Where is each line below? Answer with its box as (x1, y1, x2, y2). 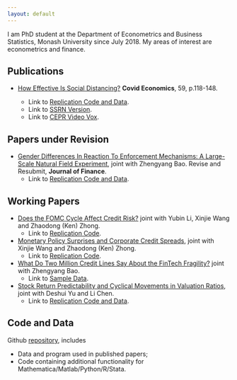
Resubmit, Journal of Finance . (17, 167, 108, 175)
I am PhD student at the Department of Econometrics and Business (7, 30, 203, 38)
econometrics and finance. (7, 45, 86, 53)
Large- (204, 152, 225, 161)
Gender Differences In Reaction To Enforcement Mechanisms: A (17, 152, 204, 161)
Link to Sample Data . (28, 274, 89, 283)
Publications (7, 65, 64, 78)
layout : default (7, 10, 55, 18)
